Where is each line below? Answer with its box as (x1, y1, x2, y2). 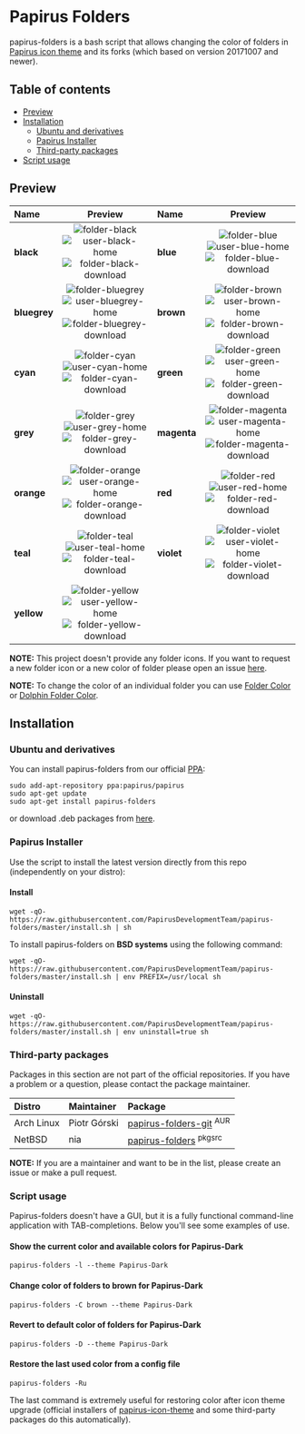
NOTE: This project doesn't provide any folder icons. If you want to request (9, 652, 290, 664)
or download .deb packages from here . (9, 813, 156, 824)
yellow (14, 607, 44, 619)
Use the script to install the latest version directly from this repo (9, 856, 247, 867)
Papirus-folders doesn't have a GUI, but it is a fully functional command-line (9, 1211, 294, 1221)
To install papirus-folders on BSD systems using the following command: (9, 938, 283, 950)
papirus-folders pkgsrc (127, 1132, 222, 1146)
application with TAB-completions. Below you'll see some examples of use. (9, 1220, 290, 1231)
